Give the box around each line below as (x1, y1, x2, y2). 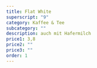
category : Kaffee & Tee (6, 20, 65, 25)
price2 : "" (6, 42, 33, 48)
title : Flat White (6, 8, 51, 15)
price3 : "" (6, 47, 33, 53)
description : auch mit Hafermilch (6, 31, 92, 37)
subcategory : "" (6, 25, 46, 31)
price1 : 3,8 (6, 36, 35, 42)
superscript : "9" (6, 14, 49, 20)
